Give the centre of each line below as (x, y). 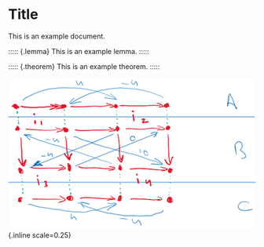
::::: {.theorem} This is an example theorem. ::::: (84, 66)
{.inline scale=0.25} (40, 235)
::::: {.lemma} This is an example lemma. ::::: (79, 51)
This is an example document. (57, 36)
